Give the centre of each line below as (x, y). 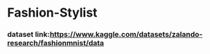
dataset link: (29, 35)
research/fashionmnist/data (56, 43)
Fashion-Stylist (52, 13)
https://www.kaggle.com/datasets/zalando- (126, 35)
